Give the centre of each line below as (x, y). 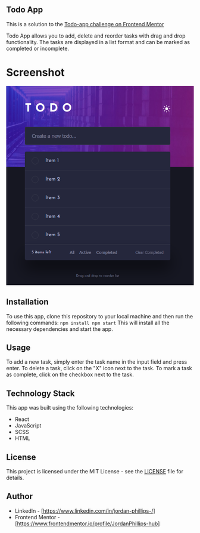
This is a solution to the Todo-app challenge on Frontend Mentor (85, 24)
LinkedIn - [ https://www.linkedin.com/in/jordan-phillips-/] (85, 511)
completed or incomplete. (38, 48)
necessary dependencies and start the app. (60, 329)
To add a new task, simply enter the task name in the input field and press (97, 362)
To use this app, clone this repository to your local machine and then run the (100, 316)
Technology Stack (40, 393)
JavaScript (28, 426)
